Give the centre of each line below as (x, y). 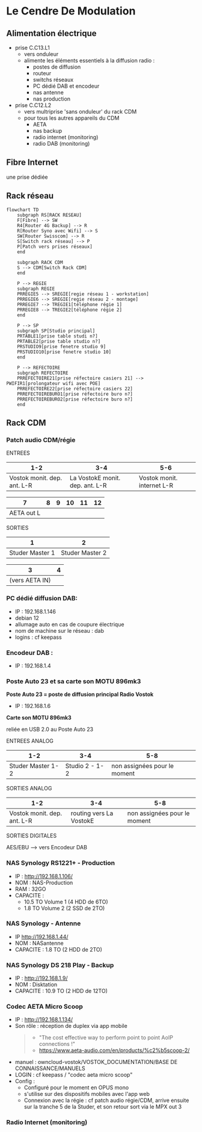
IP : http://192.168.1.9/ (41, 978)
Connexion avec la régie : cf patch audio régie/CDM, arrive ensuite (106, 1100)
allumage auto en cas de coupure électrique (69, 624)
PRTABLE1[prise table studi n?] (57, 336)
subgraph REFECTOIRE (43, 373)
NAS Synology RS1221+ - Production (61, 863)
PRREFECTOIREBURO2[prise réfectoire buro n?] (75, 399)
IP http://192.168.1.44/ (41, 937)
